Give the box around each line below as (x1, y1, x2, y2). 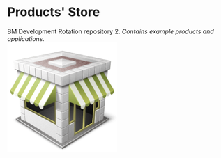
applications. (7, 34, 45, 42)
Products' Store (7, 4, 100, 20)
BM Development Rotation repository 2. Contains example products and (7, 27, 214, 35)
